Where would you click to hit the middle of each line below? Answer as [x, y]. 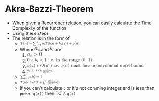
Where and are [40, 49]
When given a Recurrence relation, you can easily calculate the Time [82, 23]
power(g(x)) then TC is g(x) [48, 93]
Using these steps [31, 33]
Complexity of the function [39, 28]
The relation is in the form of [41, 38]
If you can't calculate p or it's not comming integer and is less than [87, 88]
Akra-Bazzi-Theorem [49, 9]
